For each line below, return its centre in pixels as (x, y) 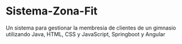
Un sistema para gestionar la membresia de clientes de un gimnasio (91, 28)
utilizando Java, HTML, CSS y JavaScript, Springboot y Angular (86, 34)
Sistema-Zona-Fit (52, 11)
